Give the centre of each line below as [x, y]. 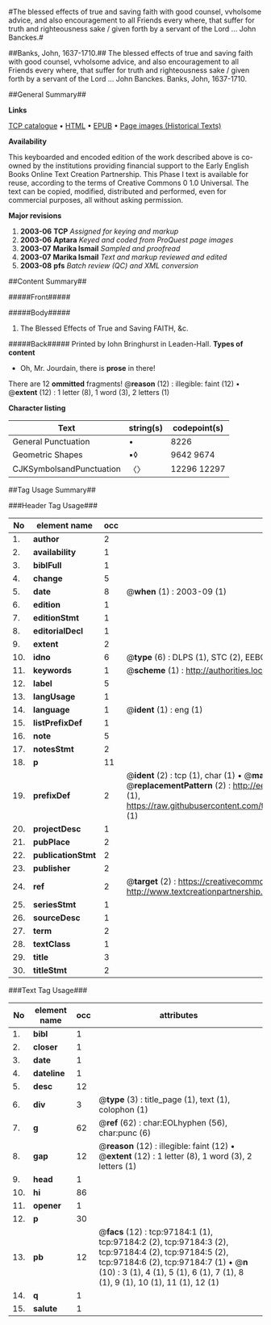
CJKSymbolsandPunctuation [67, 469]
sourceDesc [57, 918]
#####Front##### [40, 297]
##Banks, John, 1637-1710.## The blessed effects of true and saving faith [131, 53]
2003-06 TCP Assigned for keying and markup [99, 231]
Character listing [37, 408]
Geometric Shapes [48, 454]
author [46, 539]
